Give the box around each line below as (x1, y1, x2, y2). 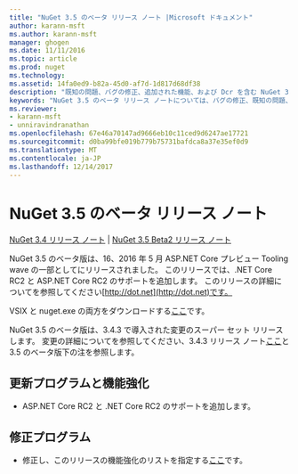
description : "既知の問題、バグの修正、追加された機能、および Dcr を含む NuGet (9, 87, 282, 96)
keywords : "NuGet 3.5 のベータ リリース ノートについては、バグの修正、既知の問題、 (9, 95, 293, 105)
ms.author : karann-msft (9, 29, 98, 38)
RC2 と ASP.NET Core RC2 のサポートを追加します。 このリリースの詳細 (9, 275, 275, 286)
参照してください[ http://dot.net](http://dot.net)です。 (39, 287, 233, 298)
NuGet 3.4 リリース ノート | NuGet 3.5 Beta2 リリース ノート (9, 234, 231, 245)
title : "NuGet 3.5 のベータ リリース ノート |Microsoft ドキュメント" (9, 12, 254, 22)
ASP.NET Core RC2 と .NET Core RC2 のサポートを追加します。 (21, 401, 256, 412)
